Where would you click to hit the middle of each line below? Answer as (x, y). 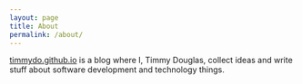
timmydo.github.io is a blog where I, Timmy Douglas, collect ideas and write (151, 61)
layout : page (34, 18)
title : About (34, 26)
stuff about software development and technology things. (117, 70)
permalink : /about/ (46, 34)
